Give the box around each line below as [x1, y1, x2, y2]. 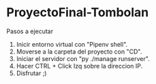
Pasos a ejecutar [6, 27, 54, 35]
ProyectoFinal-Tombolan [6, 5, 149, 20]
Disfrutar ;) [16, 69, 47, 77]
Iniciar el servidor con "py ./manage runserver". [16, 54, 151, 62]
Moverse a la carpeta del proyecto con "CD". [16, 47, 142, 56]
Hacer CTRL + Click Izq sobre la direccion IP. [16, 62, 143, 70]
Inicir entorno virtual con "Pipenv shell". [16, 40, 128, 48]
